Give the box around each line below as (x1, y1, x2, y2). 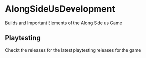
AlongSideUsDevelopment (5, 3, 115, 15)
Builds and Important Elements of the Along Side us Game (5, 20, 122, 26)
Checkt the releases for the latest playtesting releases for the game (5, 47, 141, 53)
